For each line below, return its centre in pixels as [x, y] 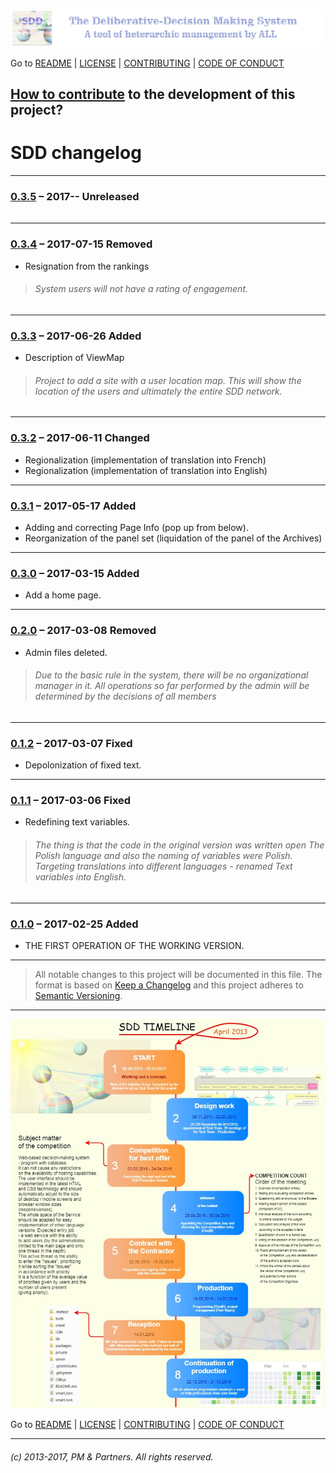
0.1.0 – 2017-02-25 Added [74, 924]
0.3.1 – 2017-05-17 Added [73, 506]
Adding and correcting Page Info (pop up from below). [136, 527]
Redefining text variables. [77, 822]
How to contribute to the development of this [153, 94]
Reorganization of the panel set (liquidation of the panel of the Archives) [173, 538]
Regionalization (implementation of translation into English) [146, 470]
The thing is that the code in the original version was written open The [179, 845]
